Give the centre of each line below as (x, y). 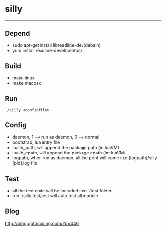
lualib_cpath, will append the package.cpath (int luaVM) (69, 153)
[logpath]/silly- (144, 158)
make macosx (26, 83)
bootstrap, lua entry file (36, 142)
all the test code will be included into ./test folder (62, 191)
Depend (18, 33)
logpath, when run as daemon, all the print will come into (70, 158)
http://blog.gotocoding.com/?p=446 (42, 223)
